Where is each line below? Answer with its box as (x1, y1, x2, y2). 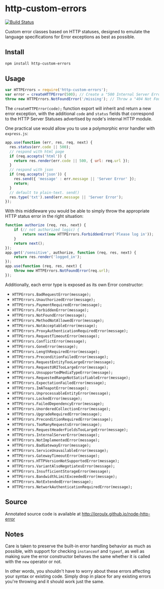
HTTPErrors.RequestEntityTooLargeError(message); (12, 359, 116, 365)
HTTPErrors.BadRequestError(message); (12, 292, 91, 297)
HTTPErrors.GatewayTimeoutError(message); (12, 453, 100, 458)
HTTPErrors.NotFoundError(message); (12, 313, 87, 318)
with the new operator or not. (5, 559, 62, 565)
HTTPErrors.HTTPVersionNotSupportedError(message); (12, 458, 120, 463)
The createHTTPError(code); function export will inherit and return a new (5, 106, 151, 112)
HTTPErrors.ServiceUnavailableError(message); (12, 448, 109, 453)
